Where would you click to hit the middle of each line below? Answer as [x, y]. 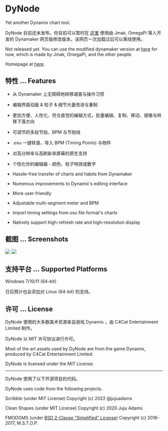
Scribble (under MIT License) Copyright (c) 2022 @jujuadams [69, 399]
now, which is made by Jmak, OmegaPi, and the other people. [69, 54]
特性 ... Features [31, 81]
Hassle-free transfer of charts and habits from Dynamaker [72, 174]
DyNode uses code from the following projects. [54, 389]
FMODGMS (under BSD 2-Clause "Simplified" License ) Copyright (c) [76, 418]
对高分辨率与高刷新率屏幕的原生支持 [50, 153]
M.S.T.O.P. [27, 423]
